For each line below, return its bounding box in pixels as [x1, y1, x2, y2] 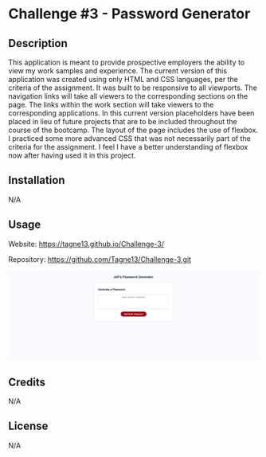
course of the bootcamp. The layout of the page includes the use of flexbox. [8, 125, 259, 135]
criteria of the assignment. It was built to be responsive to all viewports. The [8, 83, 257, 92]
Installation [8, 174, 65, 187]
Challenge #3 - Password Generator [8, 5, 251, 23]
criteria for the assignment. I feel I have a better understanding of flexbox [8, 143, 248, 151]
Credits [8, 375, 46, 389]
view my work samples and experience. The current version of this [8, 66, 228, 76]
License [8, 420, 49, 433]
